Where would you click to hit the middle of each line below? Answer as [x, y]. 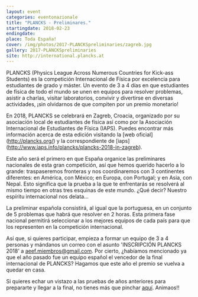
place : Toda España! [32, 39]
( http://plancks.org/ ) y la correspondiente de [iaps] [68, 140]
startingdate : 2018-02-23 [38, 28]
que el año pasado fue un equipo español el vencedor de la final [84, 257]
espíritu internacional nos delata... [47, 196]
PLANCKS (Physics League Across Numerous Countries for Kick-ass [90, 72]
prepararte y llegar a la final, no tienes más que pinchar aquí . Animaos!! [93, 288]
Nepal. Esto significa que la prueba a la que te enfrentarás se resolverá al [95, 184]
